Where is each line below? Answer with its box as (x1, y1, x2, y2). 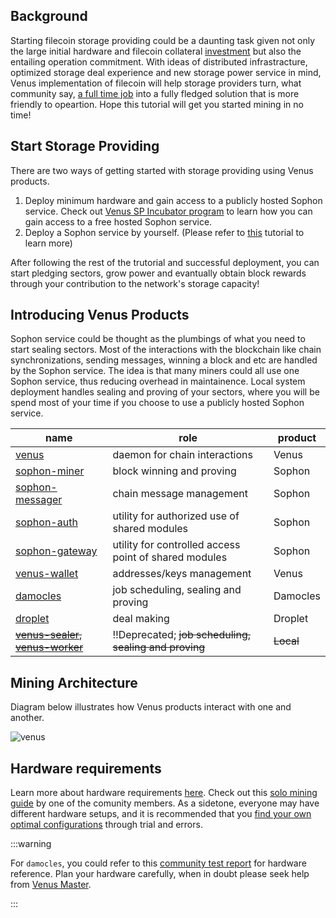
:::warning (10, 838, 52, 850)
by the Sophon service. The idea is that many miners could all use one (10, 365, 300, 377)
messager (15, 493, 63, 507)
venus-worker (15, 640, 84, 654)
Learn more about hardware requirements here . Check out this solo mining (10, 787, 318, 799)
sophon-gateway (15, 544, 98, 558)
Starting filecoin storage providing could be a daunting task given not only (10, 34, 316, 46)
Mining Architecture (10, 674, 138, 691)
